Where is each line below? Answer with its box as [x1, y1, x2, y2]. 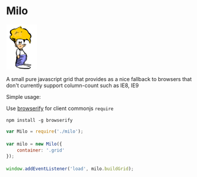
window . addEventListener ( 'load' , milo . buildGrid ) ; [6, 166, 134, 172]
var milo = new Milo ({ [6, 141, 62, 147]
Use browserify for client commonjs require [6, 105, 114, 112]
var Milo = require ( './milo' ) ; [6, 128, 84, 134]
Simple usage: [6, 93, 42, 100]
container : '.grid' [17, 147, 65, 153]
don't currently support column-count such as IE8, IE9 [6, 82, 139, 89]
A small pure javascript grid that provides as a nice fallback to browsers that [6, 75, 192, 82]
